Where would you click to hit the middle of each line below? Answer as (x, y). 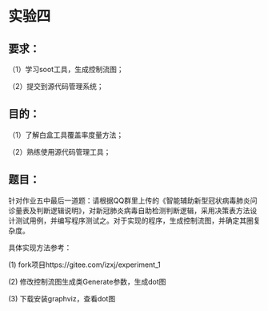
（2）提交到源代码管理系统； (56, 86)
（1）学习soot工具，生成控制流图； (66, 69)
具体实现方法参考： (40, 247)
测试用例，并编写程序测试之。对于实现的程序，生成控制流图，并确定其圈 (134, 220)
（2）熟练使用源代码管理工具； (60, 151)
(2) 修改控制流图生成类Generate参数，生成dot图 (87, 281)
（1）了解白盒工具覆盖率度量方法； (66, 135)
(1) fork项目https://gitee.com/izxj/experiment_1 (85, 265)
